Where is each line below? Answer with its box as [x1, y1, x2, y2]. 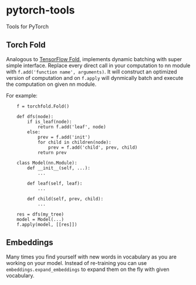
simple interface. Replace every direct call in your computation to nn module [6, 62, 191, 69]
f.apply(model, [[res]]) [16, 222, 77, 227]
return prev [37, 149, 67, 156]
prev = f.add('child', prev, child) [48, 145, 138, 150]
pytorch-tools [6, 4, 75, 17]
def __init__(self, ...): [27, 165, 91, 171]
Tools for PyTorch [6, 23, 49, 30]
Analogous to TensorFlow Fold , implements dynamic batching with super [6, 55, 183, 62]
